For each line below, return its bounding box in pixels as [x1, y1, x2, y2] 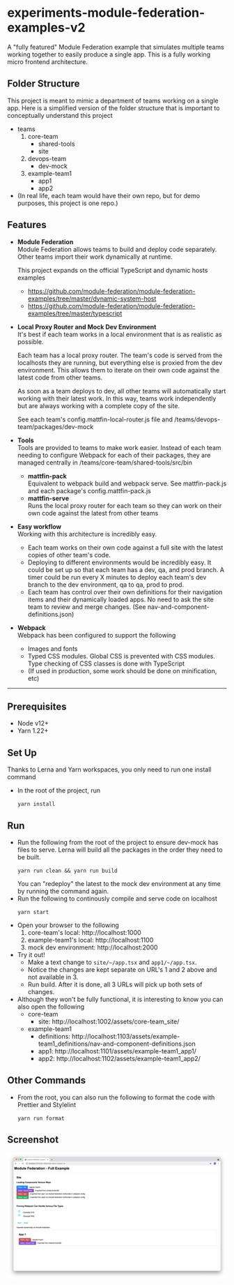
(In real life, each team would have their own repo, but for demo [17, 191, 201, 200]
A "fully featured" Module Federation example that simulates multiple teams [7, 43, 224, 51]
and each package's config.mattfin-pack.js [27, 486, 151, 495]
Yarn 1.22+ [17, 727, 49, 735]
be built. [17, 853, 41, 861]
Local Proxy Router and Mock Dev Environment [17, 322, 157, 331]
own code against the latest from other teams [27, 509, 159, 517]
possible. [17, 337, 44, 346]
